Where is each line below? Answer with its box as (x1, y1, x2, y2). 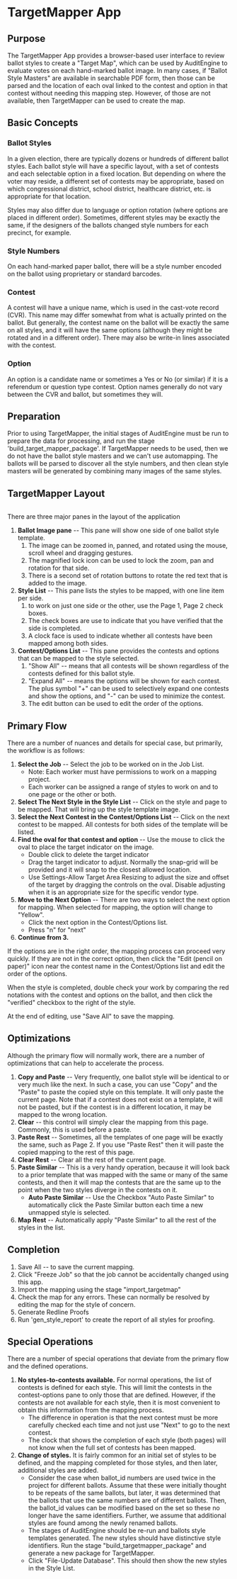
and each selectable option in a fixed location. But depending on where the (7, 169, 226, 178)
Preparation (7, 410, 61, 422)
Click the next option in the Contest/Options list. (28, 918, 168, 927)
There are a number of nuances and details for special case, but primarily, (7, 738, 223, 748)
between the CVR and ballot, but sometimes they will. (7, 390, 163, 398)
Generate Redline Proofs (17, 1308, 90, 1316)
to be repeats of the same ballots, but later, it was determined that (28, 1489, 221, 1497)
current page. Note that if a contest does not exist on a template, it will (17, 1095, 223, 1103)
